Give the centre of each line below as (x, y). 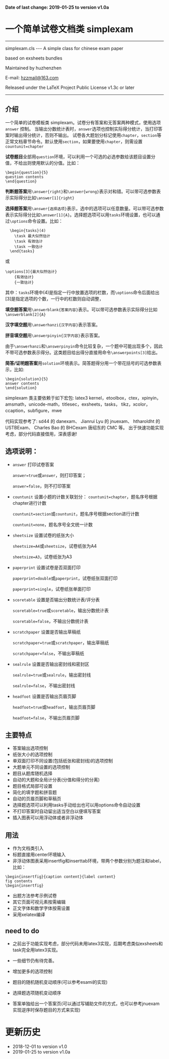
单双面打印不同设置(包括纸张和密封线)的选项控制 (63, 761)
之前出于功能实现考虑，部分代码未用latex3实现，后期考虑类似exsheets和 (88, 944)
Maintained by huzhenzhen (33, 68)
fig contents (19, 881)
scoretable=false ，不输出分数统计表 (51, 621)
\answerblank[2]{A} (26, 315)
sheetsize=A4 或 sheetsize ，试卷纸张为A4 (55, 546)
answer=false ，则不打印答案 (41, 486)
